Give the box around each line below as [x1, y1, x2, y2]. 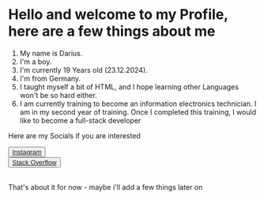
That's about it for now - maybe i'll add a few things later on [8, 182, 203, 191]
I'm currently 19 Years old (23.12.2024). [19, 65, 148, 74]
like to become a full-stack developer [19, 115, 141, 125]
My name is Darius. [19, 48, 83, 58]
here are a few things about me [8, 22, 216, 40]
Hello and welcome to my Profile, [8, 6, 228, 24]
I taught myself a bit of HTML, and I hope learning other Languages [19, 81, 239, 92]
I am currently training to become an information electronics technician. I [19, 99, 257, 108]
